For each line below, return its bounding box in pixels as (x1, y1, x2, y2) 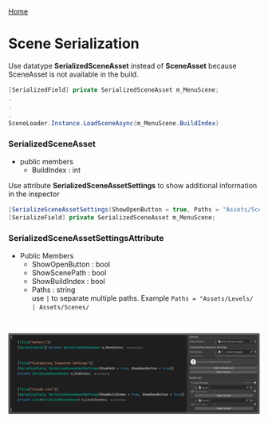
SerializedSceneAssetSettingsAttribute (8, 233, 164, 244)
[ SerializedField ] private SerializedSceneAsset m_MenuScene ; (8, 85, 219, 94)
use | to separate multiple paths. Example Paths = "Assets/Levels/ (31, 293, 254, 302)
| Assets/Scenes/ (31, 303, 90, 311)
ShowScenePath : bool (31, 267, 107, 278)
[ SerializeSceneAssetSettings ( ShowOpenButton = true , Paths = (8, 205, 219, 214)
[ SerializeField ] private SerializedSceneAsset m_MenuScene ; (8, 214, 216, 222)
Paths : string (31, 285, 76, 294)
